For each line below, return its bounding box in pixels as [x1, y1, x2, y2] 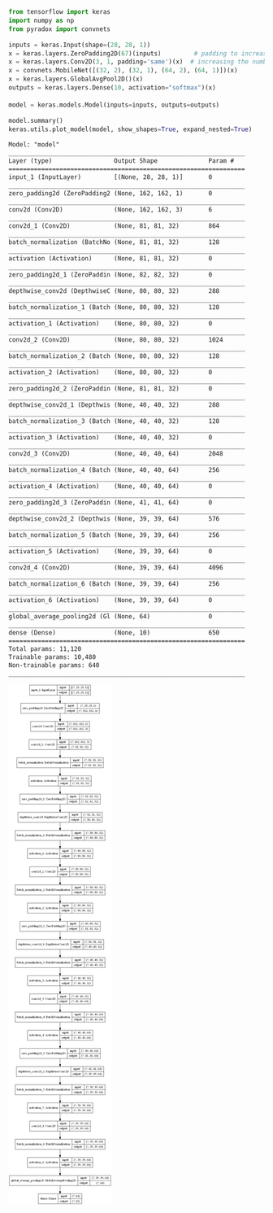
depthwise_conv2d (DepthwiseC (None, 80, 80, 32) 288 [8, 287, 220, 295]
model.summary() [8, 116, 63, 124]
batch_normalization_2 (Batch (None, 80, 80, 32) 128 [8, 352, 220, 360]
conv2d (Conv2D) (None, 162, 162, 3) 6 [8, 206, 213, 214]
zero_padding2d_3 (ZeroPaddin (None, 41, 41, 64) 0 [8, 499, 213, 507]
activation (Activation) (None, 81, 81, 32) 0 [8, 255, 213, 263]
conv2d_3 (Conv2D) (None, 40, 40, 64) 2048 [8, 450, 223, 458]
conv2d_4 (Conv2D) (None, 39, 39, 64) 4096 [8, 564, 223, 572]
